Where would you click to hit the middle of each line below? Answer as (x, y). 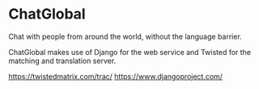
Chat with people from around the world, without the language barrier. (125, 36)
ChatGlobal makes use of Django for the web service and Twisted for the (130, 52)
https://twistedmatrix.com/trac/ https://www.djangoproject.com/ (116, 76)
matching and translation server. (62, 61)
